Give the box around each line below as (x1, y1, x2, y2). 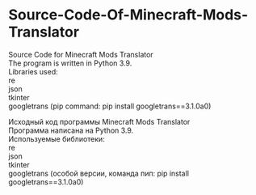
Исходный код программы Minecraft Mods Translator (8, 117, 191, 126)
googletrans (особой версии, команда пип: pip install (8, 168, 190, 178)
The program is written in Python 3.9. (8, 58, 132, 68)
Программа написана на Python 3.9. (8, 125, 134, 135)
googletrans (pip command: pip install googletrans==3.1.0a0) (8, 101, 212, 111)
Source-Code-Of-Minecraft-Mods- (8, 6, 249, 24)
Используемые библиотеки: (8, 134, 105, 143)
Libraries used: (8, 66, 58, 76)
